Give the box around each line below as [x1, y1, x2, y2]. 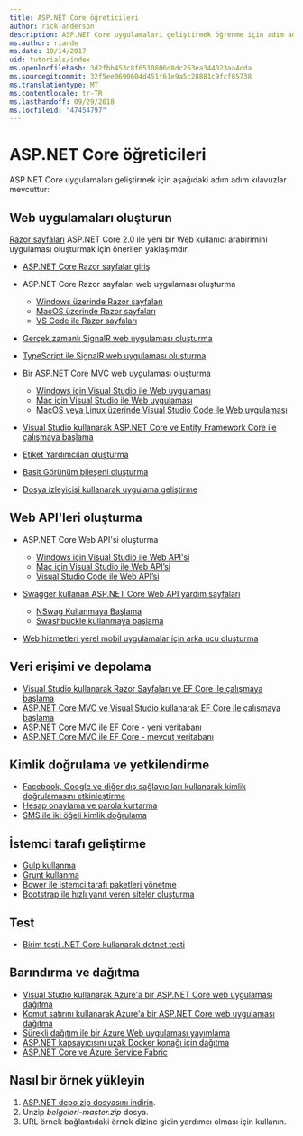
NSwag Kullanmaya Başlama [35, 606, 142, 617]
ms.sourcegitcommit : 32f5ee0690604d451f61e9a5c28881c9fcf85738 [9, 72, 252, 81]
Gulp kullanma [22, 860, 77, 871]
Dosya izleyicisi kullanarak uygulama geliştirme [22, 484, 198, 495]
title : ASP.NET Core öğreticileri [9, 13, 140, 23]
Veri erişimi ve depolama [9, 659, 151, 675]
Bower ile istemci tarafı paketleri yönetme [22, 880, 178, 890]
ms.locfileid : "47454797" [9, 106, 106, 115]
